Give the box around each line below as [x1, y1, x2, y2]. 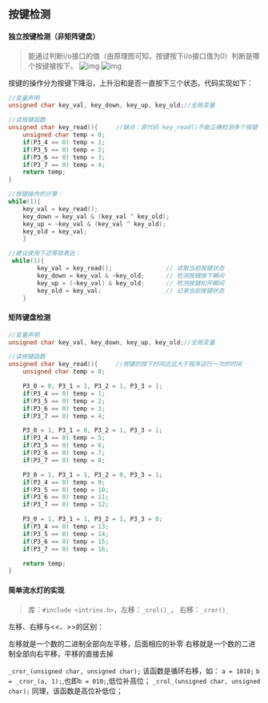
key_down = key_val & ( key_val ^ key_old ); [22, 212, 170, 221]
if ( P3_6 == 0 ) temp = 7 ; [22, 449, 106, 457]
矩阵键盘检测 [8, 312, 50, 323]
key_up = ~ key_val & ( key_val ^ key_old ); [22, 220, 166, 228]
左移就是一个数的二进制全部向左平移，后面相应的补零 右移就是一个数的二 [8, 639, 249, 648]
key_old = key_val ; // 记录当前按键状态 [37, 286, 225, 295]
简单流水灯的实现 [8, 585, 65, 595]
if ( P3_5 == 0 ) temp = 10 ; [22, 486, 110, 494]
